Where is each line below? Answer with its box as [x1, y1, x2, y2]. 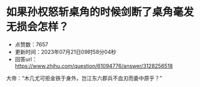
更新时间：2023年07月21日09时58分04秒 [14, 48, 117, 55]
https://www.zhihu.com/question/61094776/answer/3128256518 [14, 62, 173, 69]
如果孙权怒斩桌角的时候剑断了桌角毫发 [6, 5, 195, 19]
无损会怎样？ [6, 20, 70, 34]
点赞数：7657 [14, 41, 49, 48]
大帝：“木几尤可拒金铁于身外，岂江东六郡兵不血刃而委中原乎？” [6, 75, 162, 82]
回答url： [14, 56, 37, 63]
